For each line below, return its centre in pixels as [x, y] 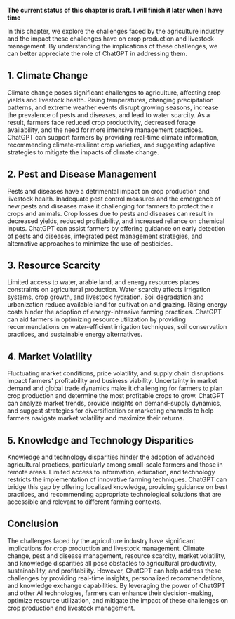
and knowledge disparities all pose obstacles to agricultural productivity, [112, 563]
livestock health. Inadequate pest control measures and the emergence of [114, 199]
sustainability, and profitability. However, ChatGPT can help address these [114, 571]
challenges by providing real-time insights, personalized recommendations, [116, 578]
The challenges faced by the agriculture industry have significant [101, 540]
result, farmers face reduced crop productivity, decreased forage [102, 122]
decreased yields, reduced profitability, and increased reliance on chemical [116, 221]
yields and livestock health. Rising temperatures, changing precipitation [110, 100]
